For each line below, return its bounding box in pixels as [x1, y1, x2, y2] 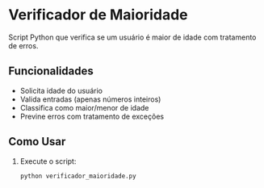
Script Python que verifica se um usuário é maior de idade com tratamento [8, 32, 257, 42]
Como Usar [8, 135, 66, 148]
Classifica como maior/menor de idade [19, 102, 149, 112]
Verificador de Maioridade [8, 6, 188, 24]
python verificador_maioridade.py [19, 172, 136, 180]
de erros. [8, 40, 39, 50]
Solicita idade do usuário [19, 86, 103, 95]
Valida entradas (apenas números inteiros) [19, 94, 161, 104]
